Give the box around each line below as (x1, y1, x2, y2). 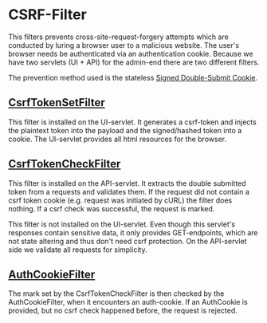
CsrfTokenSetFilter (8, 96, 105, 109)
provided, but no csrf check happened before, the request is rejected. (8, 305, 238, 316)
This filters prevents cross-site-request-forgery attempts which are (8, 32, 229, 41)
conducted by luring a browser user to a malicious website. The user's (8, 40, 240, 49)
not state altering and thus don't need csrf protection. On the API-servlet (8, 236, 247, 246)
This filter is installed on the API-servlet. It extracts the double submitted (8, 178, 246, 188)
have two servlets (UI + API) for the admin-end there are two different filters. (8, 57, 260, 67)
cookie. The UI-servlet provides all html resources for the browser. (8, 134, 227, 144)
